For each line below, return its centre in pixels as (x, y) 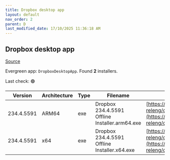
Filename (118, 95)
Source (13, 61)
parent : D (16, 24)
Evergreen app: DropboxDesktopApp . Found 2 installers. (61, 71)
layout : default (22, 15)
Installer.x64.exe (115, 150)
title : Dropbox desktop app (35, 10)
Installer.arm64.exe (118, 123)
